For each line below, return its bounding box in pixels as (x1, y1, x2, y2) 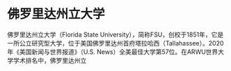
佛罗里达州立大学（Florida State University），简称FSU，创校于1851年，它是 (7, 30, 224, 39)
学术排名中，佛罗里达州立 (13, 56, 87, 64)
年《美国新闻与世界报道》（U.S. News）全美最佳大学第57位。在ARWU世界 (7, 48, 218, 56)
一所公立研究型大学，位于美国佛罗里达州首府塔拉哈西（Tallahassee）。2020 (7, 39, 224, 47)
